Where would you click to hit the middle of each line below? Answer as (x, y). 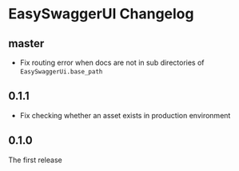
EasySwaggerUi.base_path (61, 72)
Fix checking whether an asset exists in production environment (125, 115)
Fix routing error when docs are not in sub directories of (112, 62)
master (26, 44)
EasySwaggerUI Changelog (101, 14)
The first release (35, 160)
